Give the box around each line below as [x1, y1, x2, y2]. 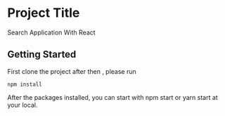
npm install [7, 81, 42, 88]
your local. [7, 101, 38, 109]
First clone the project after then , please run [7, 67, 137, 75]
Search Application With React [7, 28, 96, 37]
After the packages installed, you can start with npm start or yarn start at [7, 93, 218, 101]
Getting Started [7, 49, 77, 60]
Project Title [7, 5, 80, 21]
